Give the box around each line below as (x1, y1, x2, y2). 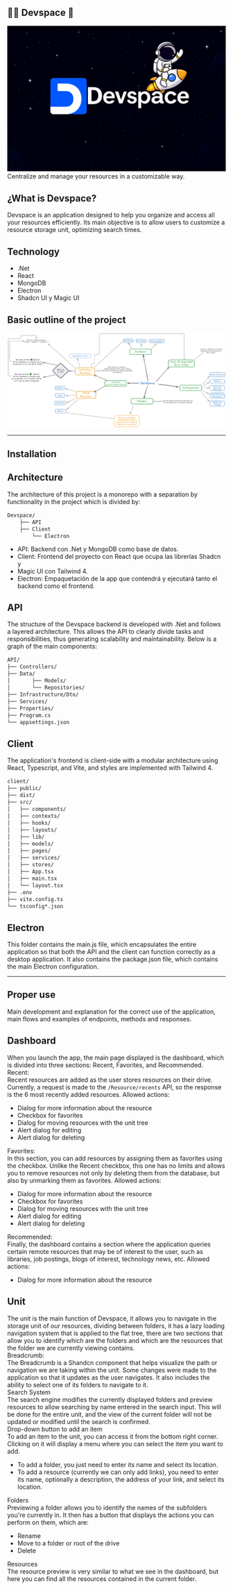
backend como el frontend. (17, 581, 95, 590)
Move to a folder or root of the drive (17, 1539, 120, 1547)
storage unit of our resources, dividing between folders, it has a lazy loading (7, 1321, 225, 1330)
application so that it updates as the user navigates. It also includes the (7, 1373, 210, 1382)
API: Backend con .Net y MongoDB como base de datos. (17, 544, 179, 553)
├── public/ (7, 785, 42, 792)
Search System (7, 1388, 51, 1396)
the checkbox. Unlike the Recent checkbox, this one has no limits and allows (7, 1161, 225, 1170)
